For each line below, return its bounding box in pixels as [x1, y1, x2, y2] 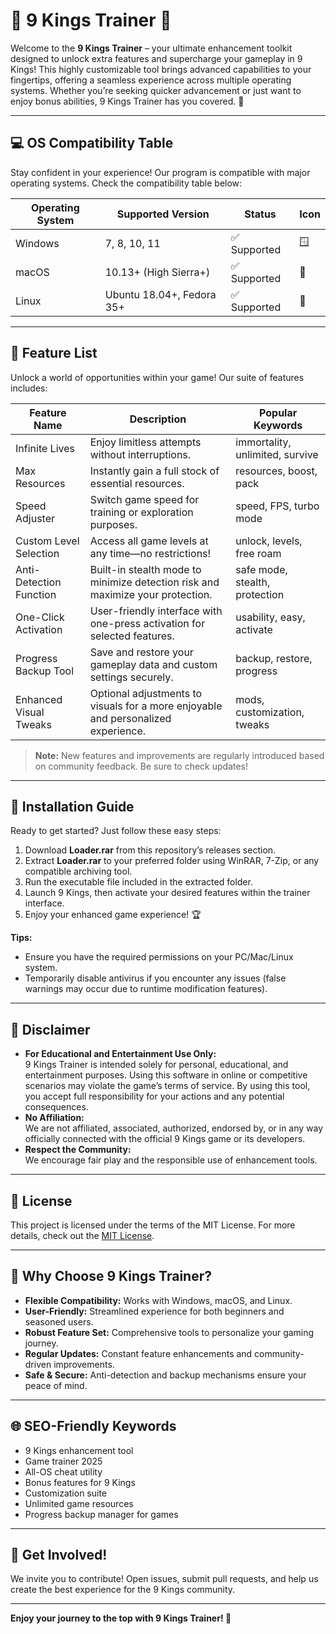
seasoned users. [24, 1315, 94, 1328]
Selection [15, 546, 60, 560]
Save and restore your [89, 645, 194, 659]
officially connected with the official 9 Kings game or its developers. [24, 1133, 306, 1145]
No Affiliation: [24, 1112, 85, 1124]
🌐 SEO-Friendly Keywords [10, 1418, 177, 1435]
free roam [235, 546, 282, 560]
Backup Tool [15, 664, 75, 678]
